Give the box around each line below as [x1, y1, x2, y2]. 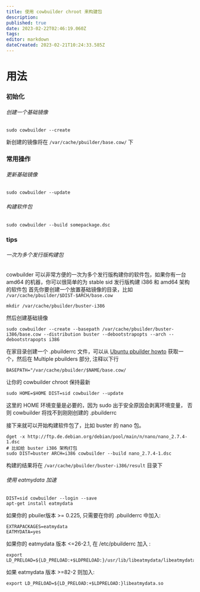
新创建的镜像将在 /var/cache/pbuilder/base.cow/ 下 [6, 139, 134, 146]
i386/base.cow [6, 331, 42, 338]
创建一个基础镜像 [6, 108, 48, 115]
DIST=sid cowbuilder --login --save [6, 495, 97, 501]
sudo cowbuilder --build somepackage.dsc [6, 222, 111, 228]
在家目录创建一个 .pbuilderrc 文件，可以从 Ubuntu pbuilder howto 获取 [6, 348, 179, 355]
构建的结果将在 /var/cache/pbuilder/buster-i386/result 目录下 [6, 461, 162, 469]
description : [6, 14, 39, 20]
